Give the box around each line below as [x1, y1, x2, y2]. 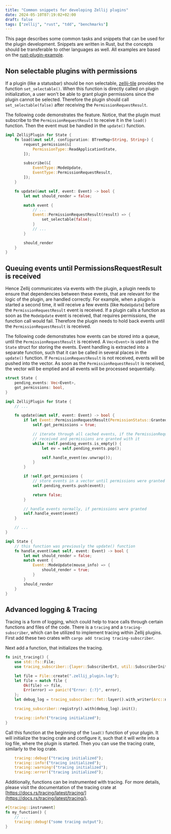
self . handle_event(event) [23, 511, 79, 516]
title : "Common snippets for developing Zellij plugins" [5, 7, 129, 13]
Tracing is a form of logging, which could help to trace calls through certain [5, 619, 163, 625]
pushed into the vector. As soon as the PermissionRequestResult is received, [5, 360, 165, 367]
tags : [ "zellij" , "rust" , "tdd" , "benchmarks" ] [5, 21, 108, 27]
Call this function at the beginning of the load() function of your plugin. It [5, 729, 159, 736]
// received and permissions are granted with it [32, 436, 140, 441]
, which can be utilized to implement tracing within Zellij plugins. [27, 630, 162, 636]
